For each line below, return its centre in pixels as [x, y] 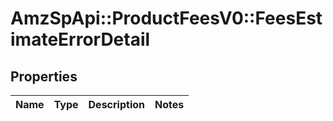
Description [116, 104]
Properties [44, 76]
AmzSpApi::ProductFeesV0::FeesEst [166, 18]
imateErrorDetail [80, 39]
